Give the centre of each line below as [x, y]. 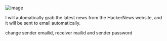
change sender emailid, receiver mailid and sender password [69, 33]
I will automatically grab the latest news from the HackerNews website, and [84, 17]
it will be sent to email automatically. [43, 23]
